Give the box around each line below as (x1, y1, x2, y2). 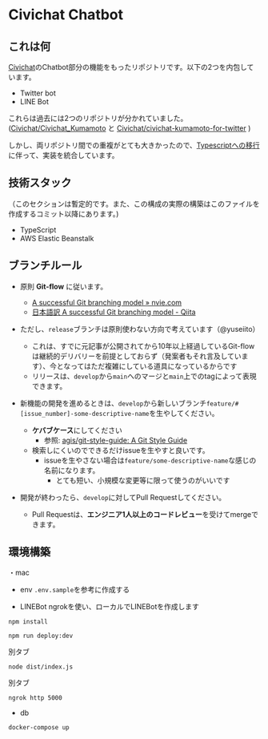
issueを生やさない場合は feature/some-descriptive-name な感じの (43, 455, 257, 465)
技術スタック (8, 176, 72, 190)
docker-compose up (8, 724, 70, 732)
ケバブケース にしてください (31, 425, 122, 434)
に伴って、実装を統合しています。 (8, 151, 119, 160)
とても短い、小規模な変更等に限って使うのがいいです (55, 475, 230, 485)
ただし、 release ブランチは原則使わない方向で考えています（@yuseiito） (19, 324, 260, 333)
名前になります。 (43, 465, 100, 474)
